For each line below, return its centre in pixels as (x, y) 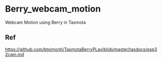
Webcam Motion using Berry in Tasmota (46, 22)
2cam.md (15, 54)
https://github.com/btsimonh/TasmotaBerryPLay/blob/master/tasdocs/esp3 (81, 49)
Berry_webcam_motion (53, 9)
